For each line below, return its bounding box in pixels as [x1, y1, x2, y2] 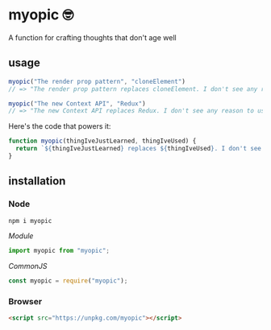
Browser [8, 296, 43, 307]
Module [8, 231, 34, 241]
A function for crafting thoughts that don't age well [8, 32, 177, 42]
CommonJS [8, 262, 48, 271]
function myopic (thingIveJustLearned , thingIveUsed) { [8, 137, 197, 146]
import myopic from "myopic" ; [8, 247, 110, 255]
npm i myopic [8, 217, 52, 225]
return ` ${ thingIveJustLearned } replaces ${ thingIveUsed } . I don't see [15, 145, 262, 153]
